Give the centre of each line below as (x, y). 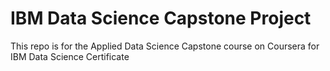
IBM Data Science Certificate (70, 56)
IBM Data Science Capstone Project (161, 18)
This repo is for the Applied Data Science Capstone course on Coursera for (165, 46)
